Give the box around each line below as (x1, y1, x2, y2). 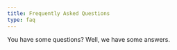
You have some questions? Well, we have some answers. (7, 35, 170, 43)
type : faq (7, 16, 36, 23)
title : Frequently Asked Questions (7, 10, 110, 17)
